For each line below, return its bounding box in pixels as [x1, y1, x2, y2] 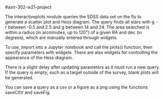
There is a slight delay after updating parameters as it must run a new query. [5, 64, 160, 70]
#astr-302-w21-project [5, 4, 52, 10]
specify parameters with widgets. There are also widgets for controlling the [5, 49, 158, 55]
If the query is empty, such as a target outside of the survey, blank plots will [5, 69, 159, 75]
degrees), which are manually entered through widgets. [5, 34, 118, 40]
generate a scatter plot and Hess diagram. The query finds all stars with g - [5, 19, 158, 25]
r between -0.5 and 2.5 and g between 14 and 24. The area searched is [5, 24, 150, 30]
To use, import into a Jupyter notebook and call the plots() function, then [5, 44, 153, 50]
